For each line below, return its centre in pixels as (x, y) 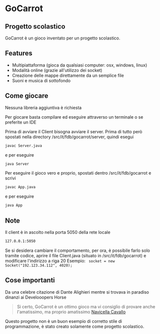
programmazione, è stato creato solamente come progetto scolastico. (75, 326)
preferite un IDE (21, 122)
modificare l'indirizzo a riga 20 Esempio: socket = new (60, 261)
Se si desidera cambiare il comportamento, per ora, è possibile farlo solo (78, 250)
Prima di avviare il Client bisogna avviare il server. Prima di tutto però (74, 131)
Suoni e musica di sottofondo (41, 80)
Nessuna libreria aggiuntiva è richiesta (43, 107)
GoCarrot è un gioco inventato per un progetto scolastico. (63, 38)
